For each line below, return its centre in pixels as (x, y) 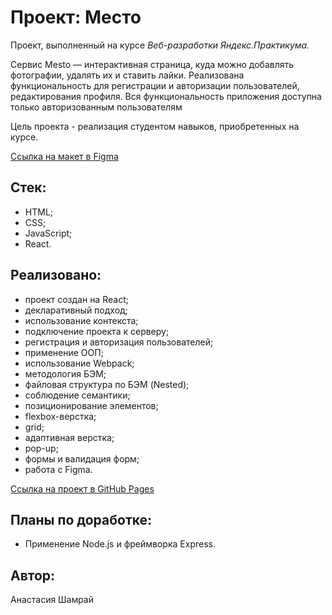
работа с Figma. (58, 469)
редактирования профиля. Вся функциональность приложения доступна (166, 96)
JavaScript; (48, 233)
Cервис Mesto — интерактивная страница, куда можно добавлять (152, 64)
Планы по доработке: (81, 519)
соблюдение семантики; (77, 395)
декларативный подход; (76, 310)
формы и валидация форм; (82, 458)
